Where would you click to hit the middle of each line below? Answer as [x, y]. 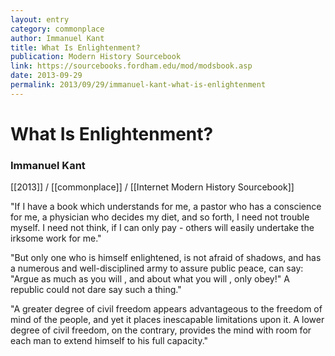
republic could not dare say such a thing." [96, 290]
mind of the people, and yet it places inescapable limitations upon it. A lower [167, 320]
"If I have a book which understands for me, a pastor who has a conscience [166, 207]
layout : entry [40, 19]
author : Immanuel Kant [57, 38]
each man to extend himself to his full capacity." [109, 341]
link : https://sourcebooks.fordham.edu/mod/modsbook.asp [131, 66]
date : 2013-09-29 [46, 76]
